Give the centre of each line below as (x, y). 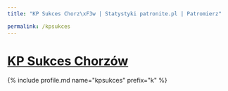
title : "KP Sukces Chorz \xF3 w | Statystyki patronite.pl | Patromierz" (114, 14)
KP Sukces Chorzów (68, 61)
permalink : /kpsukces (39, 26)
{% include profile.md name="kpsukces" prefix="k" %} (87, 80)
